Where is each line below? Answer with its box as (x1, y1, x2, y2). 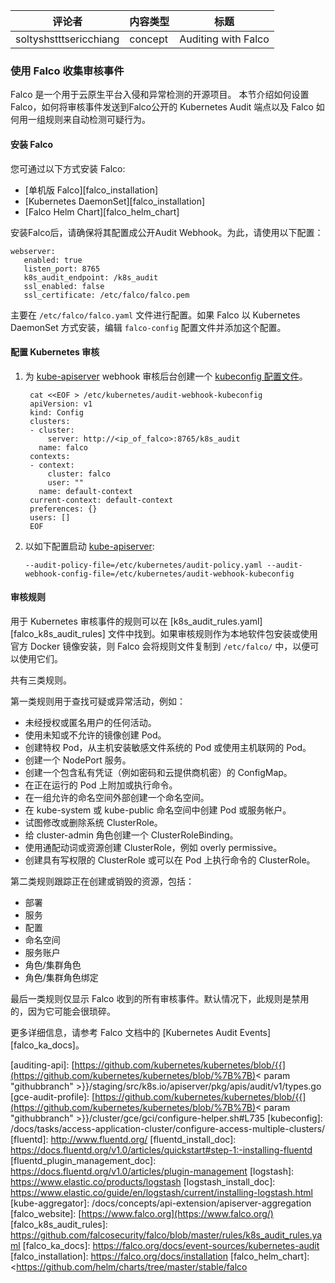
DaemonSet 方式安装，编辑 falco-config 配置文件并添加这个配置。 (10, 321, 287, 333)
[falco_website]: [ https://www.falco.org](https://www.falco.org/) (10, 1207, 274, 1219)
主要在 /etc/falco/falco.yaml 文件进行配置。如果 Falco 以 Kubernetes (10, 309, 301, 321)
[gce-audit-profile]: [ (10, 1090, 96, 1103)
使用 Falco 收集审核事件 (10, 64, 125, 78)
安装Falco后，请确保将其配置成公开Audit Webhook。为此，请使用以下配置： (10, 226, 324, 238)
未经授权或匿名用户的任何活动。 (24, 716, 157, 728)
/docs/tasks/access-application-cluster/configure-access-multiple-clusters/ (10, 1122, 326, 1134)
